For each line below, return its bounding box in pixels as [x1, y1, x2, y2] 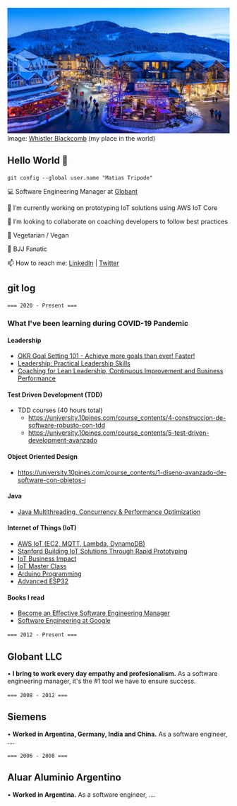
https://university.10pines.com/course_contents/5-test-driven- [28, 428, 209, 437]
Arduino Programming [17, 570, 83, 578]
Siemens [7, 711, 47, 723]
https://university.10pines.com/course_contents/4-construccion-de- [28, 414, 226, 422]
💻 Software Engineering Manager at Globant [7, 187, 138, 196]
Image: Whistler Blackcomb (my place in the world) [7, 134, 156, 142]
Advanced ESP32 [17, 577, 69, 585]
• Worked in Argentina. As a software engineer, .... [7, 790, 157, 799]
